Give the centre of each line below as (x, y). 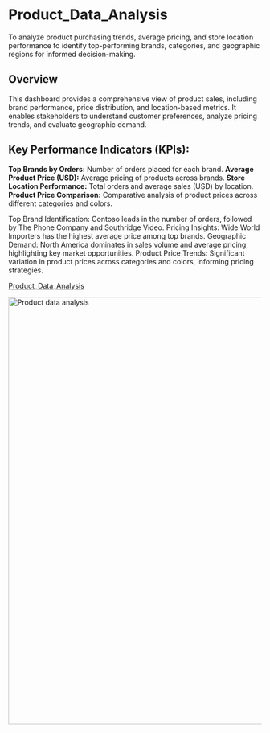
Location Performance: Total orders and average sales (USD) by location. (131, 186)
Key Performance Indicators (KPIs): (99, 150)
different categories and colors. (60, 203)
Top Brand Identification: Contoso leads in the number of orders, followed (130, 219)
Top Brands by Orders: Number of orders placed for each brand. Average (131, 169)
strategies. (26, 270)
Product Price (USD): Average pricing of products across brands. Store (127, 178)
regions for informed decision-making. (72, 54)
